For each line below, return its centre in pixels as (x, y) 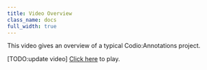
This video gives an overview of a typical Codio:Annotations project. (104, 46)
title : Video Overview (40, 13)
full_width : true (32, 26)
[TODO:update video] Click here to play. (64, 59)
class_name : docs (32, 20)
